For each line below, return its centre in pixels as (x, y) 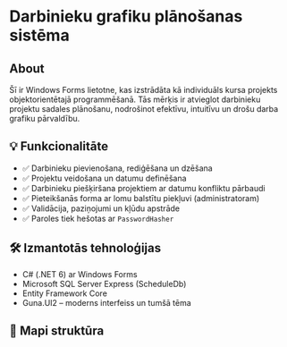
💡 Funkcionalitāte (59, 146)
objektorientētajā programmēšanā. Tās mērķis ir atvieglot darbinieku (135, 99)
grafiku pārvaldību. (45, 118)
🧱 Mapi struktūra (57, 331)
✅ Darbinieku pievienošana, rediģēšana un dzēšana (117, 168)
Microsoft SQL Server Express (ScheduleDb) (104, 284)
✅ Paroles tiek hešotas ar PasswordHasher (98, 218)
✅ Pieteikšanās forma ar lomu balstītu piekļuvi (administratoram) (141, 198)
